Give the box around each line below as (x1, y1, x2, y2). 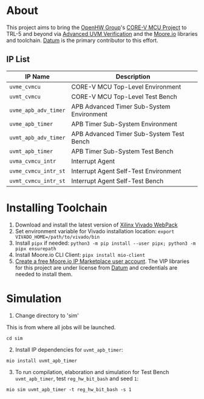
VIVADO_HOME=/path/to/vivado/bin (15, 234, 100, 240)
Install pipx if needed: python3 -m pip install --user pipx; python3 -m (15, 239, 196, 247)
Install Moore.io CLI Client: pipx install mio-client (15, 251, 146, 258)
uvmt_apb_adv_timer (9, 134, 66, 141)
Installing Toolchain (6, 201, 107, 214)
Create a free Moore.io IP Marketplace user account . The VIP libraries (15, 257, 190, 265)
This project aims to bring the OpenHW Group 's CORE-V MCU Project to (6, 24, 187, 31)
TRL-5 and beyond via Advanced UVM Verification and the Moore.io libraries (6, 30, 198, 37)
